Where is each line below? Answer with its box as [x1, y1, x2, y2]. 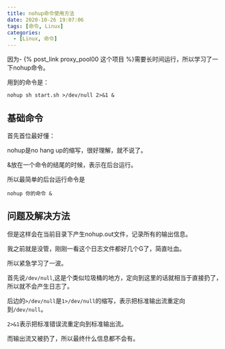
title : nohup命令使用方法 [7, 10, 75, 17]
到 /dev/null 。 [7, 305, 47, 313]
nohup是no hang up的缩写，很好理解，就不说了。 [7, 146, 147, 154]
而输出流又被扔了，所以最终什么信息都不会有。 [7, 334, 139, 342]
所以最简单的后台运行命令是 [7, 175, 85, 183]
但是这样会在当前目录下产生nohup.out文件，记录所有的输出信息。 [7, 230, 192, 238]
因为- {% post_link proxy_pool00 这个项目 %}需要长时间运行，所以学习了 [7, 55, 213, 64]
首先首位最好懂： [7, 131, 55, 140]
